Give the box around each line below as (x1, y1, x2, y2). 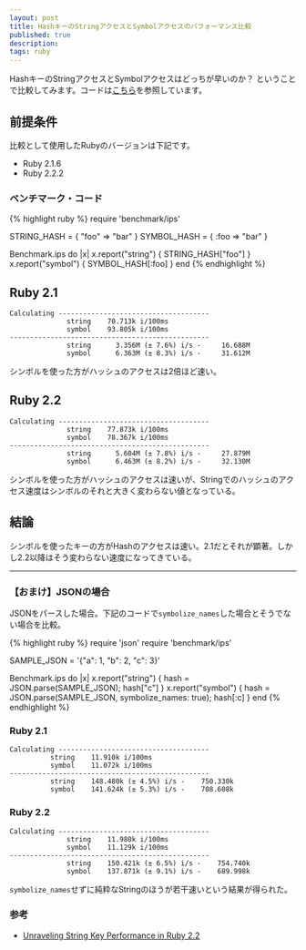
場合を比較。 (16, 618, 66, 629)
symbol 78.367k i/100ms (66, 433, 169, 442)
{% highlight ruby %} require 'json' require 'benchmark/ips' (9, 637, 232, 648)
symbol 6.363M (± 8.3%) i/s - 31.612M (66, 349, 250, 358)
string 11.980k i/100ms (66, 834, 169, 843)
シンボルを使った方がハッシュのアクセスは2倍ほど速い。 (9, 366, 221, 377)
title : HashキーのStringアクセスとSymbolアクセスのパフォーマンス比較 (9, 22, 252, 31)
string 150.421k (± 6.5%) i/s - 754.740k (66, 858, 250, 868)
